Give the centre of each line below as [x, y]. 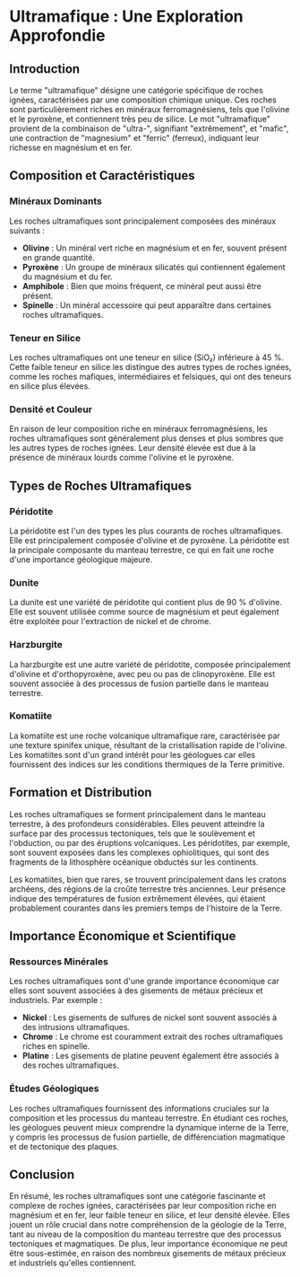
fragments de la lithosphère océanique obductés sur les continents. [134, 862]
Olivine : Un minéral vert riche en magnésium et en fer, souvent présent [154, 248]
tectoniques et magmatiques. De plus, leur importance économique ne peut [149, 1244]
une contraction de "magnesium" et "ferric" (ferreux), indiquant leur [134, 138]
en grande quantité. [59, 257]
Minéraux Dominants [56, 201]
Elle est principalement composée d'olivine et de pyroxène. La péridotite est [149, 540]
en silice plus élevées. [50, 386]
